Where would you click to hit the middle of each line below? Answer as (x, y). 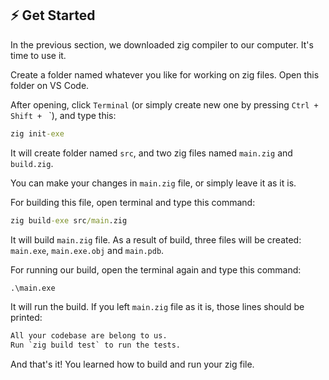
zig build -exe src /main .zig (69, 220)
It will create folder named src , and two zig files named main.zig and (151, 153)
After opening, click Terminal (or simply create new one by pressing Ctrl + (164, 104)
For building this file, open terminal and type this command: (133, 202)
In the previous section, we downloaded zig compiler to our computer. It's (162, 44)
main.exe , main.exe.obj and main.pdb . (87, 250)
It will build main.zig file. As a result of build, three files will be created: (156, 239)
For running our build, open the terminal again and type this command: (156, 269)
